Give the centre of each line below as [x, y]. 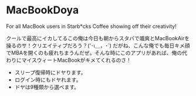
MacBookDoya [43, 10]
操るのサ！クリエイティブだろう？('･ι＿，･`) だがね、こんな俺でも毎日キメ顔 [98, 45]
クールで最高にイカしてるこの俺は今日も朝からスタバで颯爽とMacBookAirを [98, 38]
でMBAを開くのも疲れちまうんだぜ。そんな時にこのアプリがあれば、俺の [94, 52]
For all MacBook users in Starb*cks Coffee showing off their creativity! [92, 26]
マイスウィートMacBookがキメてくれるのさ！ [77, 60]
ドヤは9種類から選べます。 [47, 87]
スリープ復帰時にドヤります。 [50, 72]
